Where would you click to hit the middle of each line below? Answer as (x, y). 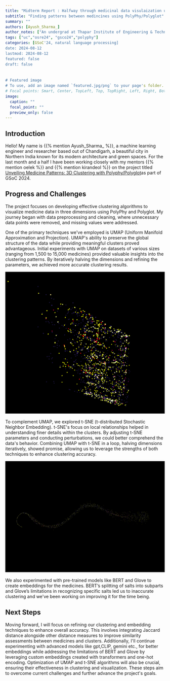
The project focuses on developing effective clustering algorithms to (77, 206)
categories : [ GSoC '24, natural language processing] (62, 43)
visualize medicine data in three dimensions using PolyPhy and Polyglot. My (84, 212)
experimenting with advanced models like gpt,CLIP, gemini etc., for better (82, 646)
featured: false (22, 59)
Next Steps (23, 612)
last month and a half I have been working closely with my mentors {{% (80, 162)
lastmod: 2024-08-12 (27, 53)
